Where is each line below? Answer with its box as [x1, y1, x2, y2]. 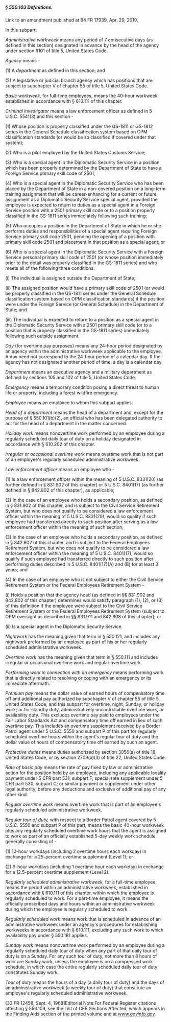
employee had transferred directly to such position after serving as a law [5, 519, 158, 525]
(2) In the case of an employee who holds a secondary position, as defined [5, 497, 163, 503]
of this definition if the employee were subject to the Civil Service [5, 602, 143, 609]
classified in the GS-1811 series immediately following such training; [5, 213, 147, 219]
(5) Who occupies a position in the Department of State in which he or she [5, 222, 162, 228]
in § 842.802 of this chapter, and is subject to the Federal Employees [5, 539, 150, 545]
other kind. [5, 791, 28, 797]
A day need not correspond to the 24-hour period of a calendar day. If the [5, 353, 161, 360]
